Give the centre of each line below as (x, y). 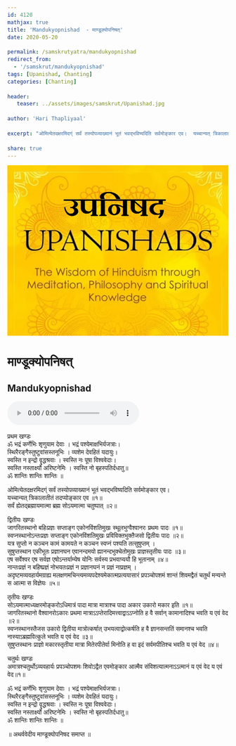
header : (19, 96)
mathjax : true (28, 22)
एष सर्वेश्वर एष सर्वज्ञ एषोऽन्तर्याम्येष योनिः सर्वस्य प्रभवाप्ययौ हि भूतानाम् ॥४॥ (88, 560)
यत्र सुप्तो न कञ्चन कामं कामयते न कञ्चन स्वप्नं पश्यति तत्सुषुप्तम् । (81, 544)
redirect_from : (29, 60)
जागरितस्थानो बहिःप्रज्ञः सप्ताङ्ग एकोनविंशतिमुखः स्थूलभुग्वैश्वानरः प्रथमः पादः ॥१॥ (95, 528)
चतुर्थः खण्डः (20, 659)
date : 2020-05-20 (33, 37)
